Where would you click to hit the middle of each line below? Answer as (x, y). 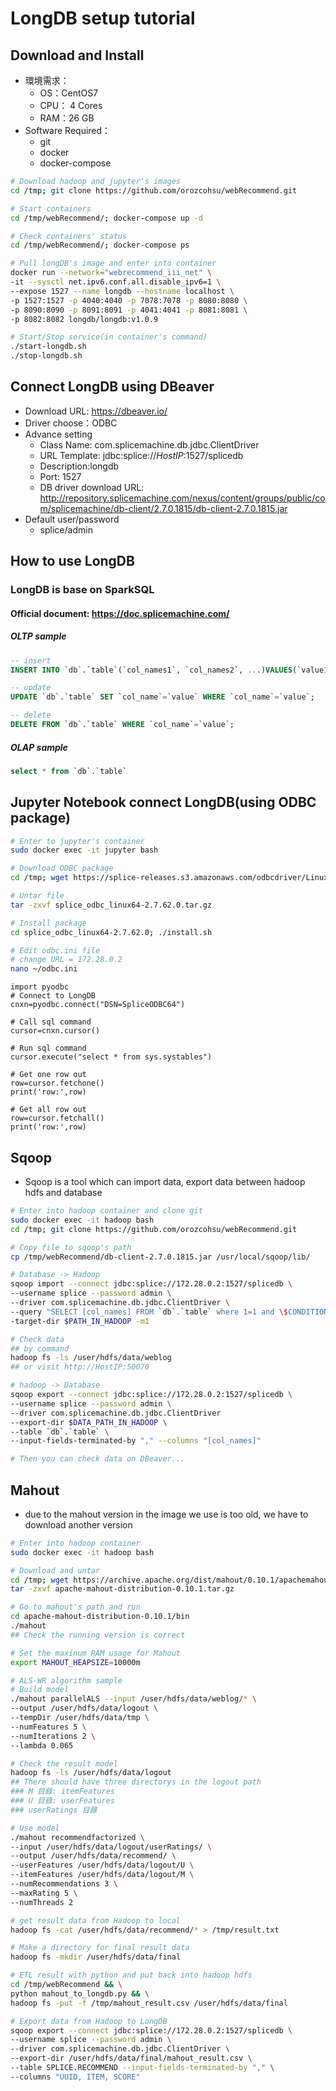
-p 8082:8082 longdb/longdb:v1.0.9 (84, 319)
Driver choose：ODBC (71, 423)
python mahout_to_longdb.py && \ (80, 1993)
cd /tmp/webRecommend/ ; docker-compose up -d (106, 218)
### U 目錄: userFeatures (62, 1801)
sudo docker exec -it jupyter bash (84, 850)
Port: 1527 (60, 476)
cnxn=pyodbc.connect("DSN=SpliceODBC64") (98, 1005)
